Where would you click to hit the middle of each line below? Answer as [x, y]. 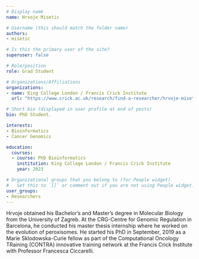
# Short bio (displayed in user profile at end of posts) [79, 109]
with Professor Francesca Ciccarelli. [50, 251]
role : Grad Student [30, 71]
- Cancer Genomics [29, 136]
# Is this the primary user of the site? [58, 50]
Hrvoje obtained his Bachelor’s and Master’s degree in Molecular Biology [95, 213]
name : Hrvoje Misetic [33, 17]
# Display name [25, 12]
